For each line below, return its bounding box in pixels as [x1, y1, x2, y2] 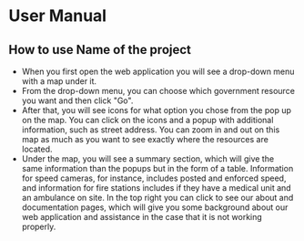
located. [21, 143, 53, 154]
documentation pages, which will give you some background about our [21, 202, 289, 213]
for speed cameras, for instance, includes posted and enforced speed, [21, 173, 287, 183]
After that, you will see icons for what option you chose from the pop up [21, 105, 292, 115]
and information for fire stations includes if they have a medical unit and [21, 183, 292, 193]
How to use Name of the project [8, 42, 192, 58]
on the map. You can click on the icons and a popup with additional [21, 115, 274, 125]
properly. [21, 221, 56, 232]
